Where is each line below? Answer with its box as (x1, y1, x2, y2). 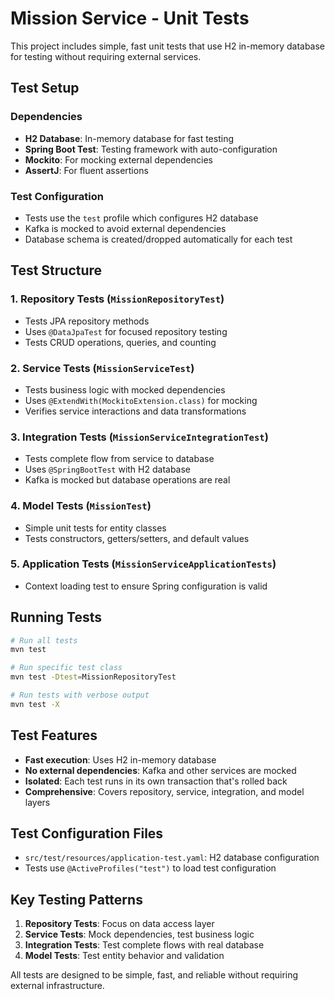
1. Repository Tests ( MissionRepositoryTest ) (10, 292, 225, 306)
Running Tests (10, 609, 102, 626)
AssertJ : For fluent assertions (24, 164, 149, 176)
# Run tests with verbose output (10, 690, 150, 701)
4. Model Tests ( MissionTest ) (10, 499, 152, 513)
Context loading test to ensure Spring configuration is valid (24, 580, 268, 592)
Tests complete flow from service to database (24, 453, 215, 465)
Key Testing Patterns (10, 891, 143, 908)
